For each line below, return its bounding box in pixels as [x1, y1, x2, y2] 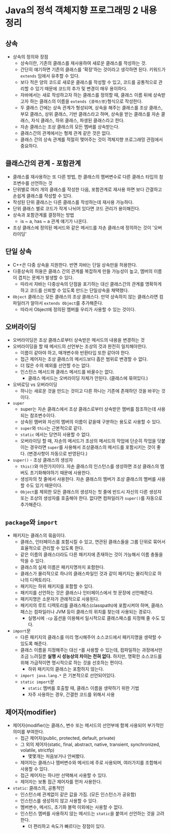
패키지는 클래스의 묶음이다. [12, 533, 66, 539]
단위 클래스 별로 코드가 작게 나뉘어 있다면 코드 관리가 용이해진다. [12, 205, 140, 211]
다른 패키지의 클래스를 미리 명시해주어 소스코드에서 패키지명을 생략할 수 [20, 634, 162, 641]
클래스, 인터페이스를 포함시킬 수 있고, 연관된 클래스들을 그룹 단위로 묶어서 [20, 539, 166, 545]
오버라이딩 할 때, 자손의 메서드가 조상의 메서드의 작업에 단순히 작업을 [20, 438, 156, 444]
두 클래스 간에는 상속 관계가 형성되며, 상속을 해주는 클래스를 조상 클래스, [20, 105, 163, 110]
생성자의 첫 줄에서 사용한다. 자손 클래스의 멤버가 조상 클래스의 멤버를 [20, 476, 156, 482]
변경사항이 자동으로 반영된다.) [28, 451, 88, 457]
